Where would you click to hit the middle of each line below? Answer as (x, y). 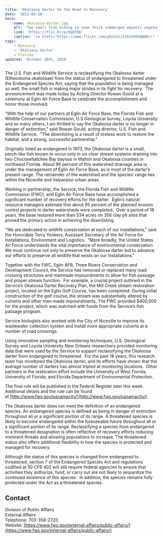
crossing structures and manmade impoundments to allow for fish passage (80, 275)
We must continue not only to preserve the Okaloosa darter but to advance (80, 251)
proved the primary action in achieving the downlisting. (60, 220)
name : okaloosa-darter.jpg (41, 23)
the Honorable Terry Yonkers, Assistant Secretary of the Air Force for (74, 235)
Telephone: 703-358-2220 (32, 520)
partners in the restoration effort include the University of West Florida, (76, 372)
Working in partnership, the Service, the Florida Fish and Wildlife (70, 189)
